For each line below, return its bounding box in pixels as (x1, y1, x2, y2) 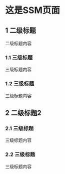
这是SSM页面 (5, 5, 60, 16)
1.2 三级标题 (5, 80, 34, 87)
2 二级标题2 (5, 108, 41, 117)
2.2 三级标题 (5, 151, 35, 158)
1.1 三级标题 (5, 54, 33, 61)
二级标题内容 (5, 41, 31, 46)
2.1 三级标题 (5, 125, 34, 132)
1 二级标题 (5, 26, 36, 35)
